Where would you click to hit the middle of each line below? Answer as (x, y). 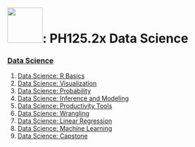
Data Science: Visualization (57, 83)
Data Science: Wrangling (54, 114)
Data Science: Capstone (52, 136)
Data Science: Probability (54, 91)
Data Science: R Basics (51, 76)
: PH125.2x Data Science (115, 39)
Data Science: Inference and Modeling (73, 98)
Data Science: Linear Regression (65, 121)
